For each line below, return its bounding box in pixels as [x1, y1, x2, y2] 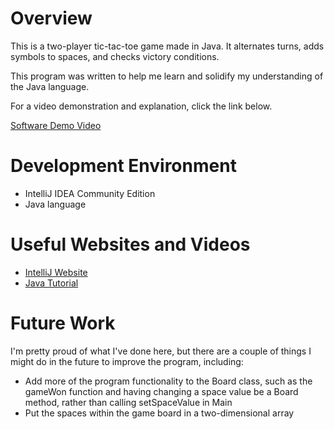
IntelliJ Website [24, 266, 88, 278]
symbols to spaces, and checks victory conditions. [10, 50, 220, 62]
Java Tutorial [24, 277, 79, 289]
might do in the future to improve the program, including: [10, 355, 244, 367]
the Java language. [10, 80, 90, 92]
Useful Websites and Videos [10, 233, 251, 256]
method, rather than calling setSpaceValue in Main [24, 396, 233, 408]
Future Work [10, 312, 116, 334]
